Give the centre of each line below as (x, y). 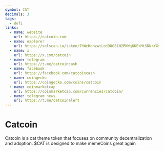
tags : (10, 19)
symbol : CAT (17, 10)
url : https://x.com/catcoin (42, 55)
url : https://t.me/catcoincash (46, 64)
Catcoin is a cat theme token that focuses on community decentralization (79, 138)
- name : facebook (27, 69)
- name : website (26, 32)
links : (12, 28)
